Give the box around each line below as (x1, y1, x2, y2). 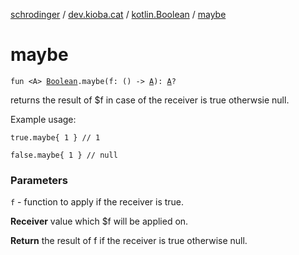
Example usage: (10, 113, 77, 125)
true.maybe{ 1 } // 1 (10, 132, 101, 143)
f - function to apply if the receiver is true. (10, 196, 185, 208)
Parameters (10, 173, 68, 187)
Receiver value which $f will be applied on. (10, 215, 189, 228)
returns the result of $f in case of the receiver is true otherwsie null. (10, 94, 290, 106)
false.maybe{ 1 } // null (10, 150, 118, 160)
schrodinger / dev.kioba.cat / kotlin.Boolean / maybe (10, 9, 227, 20)
